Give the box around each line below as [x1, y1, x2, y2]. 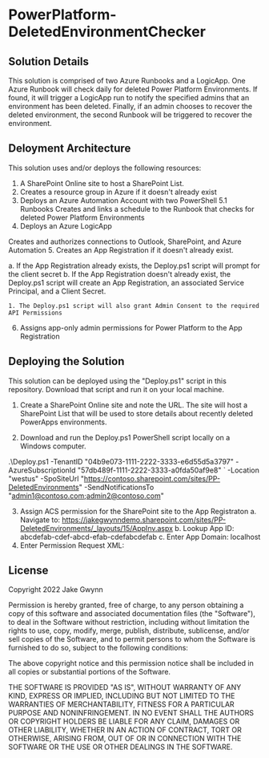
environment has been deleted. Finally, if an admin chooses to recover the [8, 102, 253, 111]
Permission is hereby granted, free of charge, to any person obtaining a [8, 600, 244, 610]
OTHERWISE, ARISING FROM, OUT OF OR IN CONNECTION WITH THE [8, 734, 242, 744]
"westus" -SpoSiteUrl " [8, 473, 85, 483]
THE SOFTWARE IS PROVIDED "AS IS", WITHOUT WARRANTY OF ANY [8, 683, 242, 692]
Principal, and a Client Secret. [8, 286, 106, 296]
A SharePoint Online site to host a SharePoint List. [19, 178, 184, 188]
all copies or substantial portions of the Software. [8, 667, 171, 677]
